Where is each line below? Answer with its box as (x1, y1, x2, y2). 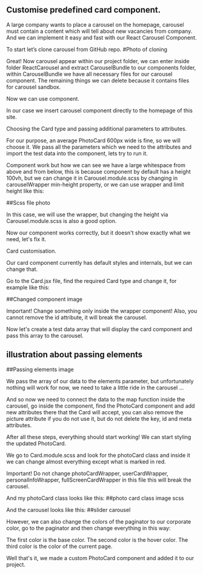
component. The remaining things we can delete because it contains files (6, 77, 190, 84)
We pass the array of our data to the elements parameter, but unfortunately (6, 377, 194, 384)
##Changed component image (6, 295, 83, 302)
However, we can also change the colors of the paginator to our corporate (6, 518, 191, 525)
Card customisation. (6, 247, 56, 255)
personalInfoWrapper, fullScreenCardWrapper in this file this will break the (6, 476, 192, 483)
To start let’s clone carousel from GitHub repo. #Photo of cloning (6, 46, 168, 53)
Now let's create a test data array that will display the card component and (6, 325, 193, 333)
